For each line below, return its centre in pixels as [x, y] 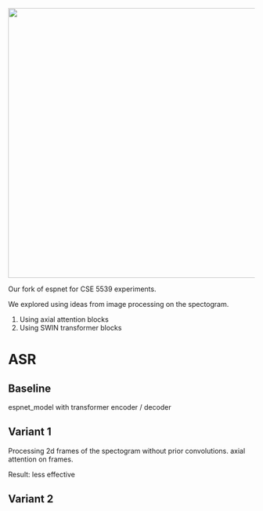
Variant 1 [30, 432]
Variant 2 [31, 499]
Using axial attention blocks [64, 319]
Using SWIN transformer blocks [70, 328]
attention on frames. [41, 459]
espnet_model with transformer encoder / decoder [90, 407]
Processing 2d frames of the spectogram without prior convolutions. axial [127, 451]
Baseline [30, 388]
